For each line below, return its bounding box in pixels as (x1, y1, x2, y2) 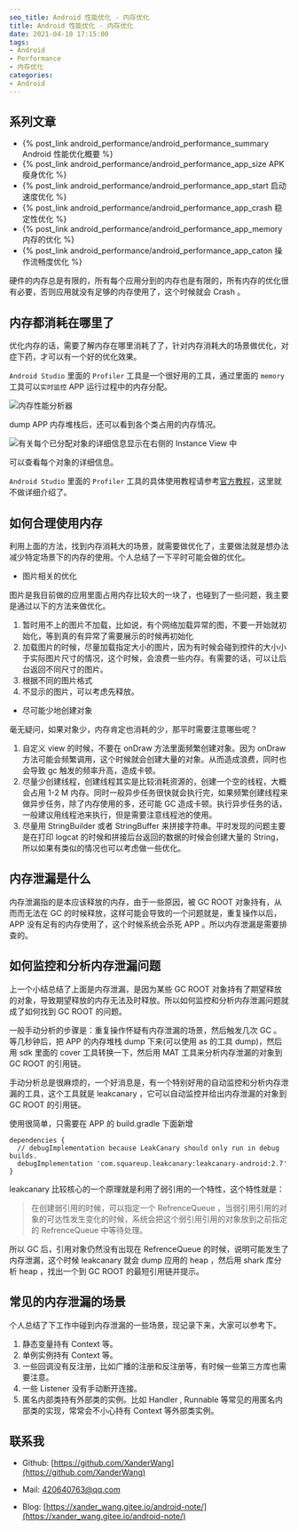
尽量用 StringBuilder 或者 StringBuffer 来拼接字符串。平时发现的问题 (21, 821, 271, 832)
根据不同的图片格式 (21, 675, 93, 686)
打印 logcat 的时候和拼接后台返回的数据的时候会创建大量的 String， (37, 832, 284, 842)
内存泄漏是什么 (9, 872, 91, 887)
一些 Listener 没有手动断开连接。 (21, 1383, 142, 1393)
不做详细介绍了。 (9, 487, 72, 498)
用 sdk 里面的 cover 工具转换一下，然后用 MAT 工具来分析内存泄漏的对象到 (9, 1047, 283, 1057)
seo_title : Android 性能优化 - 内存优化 (9, 12, 150, 22)
